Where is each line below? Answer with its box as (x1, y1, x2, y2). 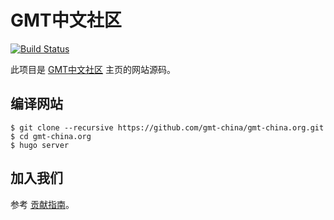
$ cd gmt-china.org (10, 131, 92, 141)
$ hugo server (10, 140, 70, 150)
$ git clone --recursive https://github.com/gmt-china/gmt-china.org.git (10, 122, 325, 133)
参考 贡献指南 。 (10, 198, 75, 210)
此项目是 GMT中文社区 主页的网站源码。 (10, 63, 177, 75)
